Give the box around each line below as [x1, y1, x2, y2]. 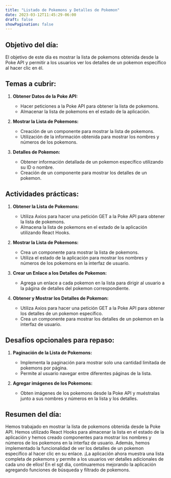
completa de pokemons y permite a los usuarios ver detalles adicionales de [5, 456, 164, 462]
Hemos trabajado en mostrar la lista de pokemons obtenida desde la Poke [5, 423, 161, 430]
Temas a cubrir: [5, 79, 56, 88]
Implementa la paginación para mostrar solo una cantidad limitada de [20, 359, 166, 365]
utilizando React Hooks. [20, 229, 70, 235]
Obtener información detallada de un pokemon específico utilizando [20, 158, 163, 165]
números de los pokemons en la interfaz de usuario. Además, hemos [5, 440, 150, 446]
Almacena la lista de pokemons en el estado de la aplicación [20, 224, 148, 230]
